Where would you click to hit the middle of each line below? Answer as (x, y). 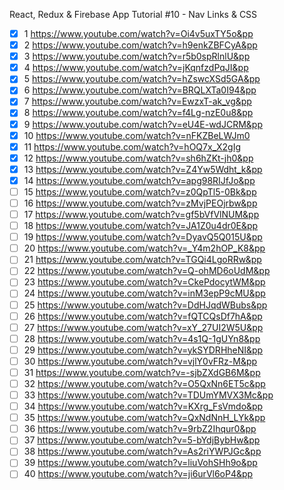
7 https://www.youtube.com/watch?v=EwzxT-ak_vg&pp (137, 101)
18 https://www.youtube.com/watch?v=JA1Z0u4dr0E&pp (141, 226)
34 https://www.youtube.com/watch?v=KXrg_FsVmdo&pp (143, 406)
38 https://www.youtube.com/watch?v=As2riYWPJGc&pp (142, 451)
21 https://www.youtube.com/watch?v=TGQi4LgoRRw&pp (142, 260)
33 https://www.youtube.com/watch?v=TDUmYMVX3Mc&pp (148, 395)
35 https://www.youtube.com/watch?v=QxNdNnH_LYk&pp (144, 418)
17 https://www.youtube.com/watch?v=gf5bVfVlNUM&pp (141, 214)
